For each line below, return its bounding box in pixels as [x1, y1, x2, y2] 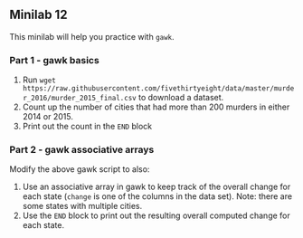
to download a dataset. [138, 92, 224, 103]
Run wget [22, 74, 56, 85]
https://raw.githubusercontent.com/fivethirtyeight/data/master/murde [22, 84, 295, 93]
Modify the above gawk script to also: [9, 164, 150, 175]
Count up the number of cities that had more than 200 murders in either [22, 101, 290, 112]
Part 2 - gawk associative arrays [9, 144, 155, 157]
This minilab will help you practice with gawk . [9, 31, 175, 42]
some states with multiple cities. [22, 201, 143, 212]
